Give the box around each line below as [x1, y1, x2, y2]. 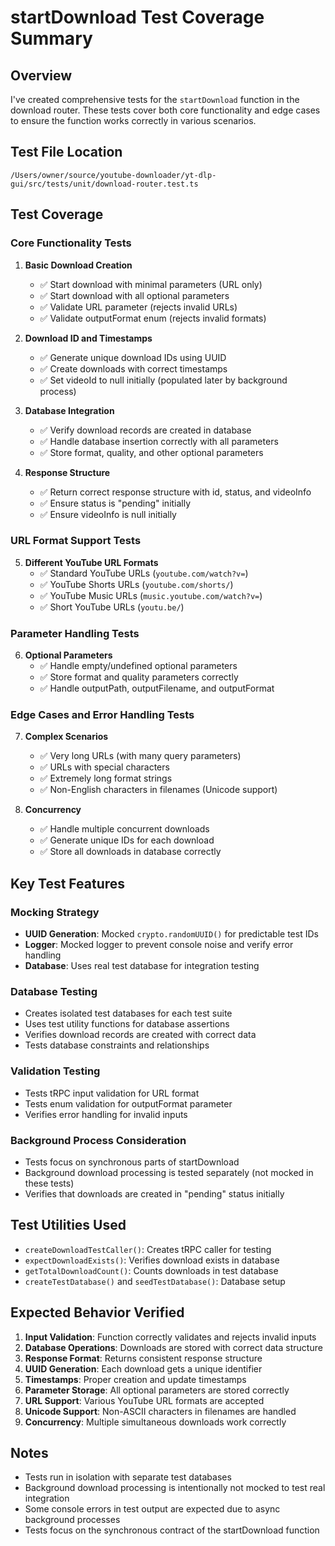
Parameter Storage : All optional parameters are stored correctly [24, 1384, 290, 1396]
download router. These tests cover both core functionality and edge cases [10, 104, 321, 116]
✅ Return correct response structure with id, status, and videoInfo [39, 486, 312, 498]
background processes [24, 1514, 121, 1526]
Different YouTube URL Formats [24, 556, 159, 568]
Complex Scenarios [24, 731, 109, 743]
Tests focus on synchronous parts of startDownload [24, 1156, 240, 1168]
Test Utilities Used [10, 1217, 127, 1234]
